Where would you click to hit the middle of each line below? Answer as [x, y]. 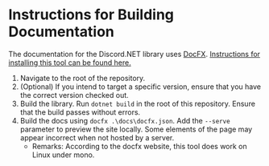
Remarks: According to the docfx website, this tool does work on [139, 146]
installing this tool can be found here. [70, 63]
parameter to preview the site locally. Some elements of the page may [136, 129]
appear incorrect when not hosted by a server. [97, 137]
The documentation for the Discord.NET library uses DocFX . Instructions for [134, 54]
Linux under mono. [63, 155]
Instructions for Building [91, 15]
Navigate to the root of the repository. [83, 78]
